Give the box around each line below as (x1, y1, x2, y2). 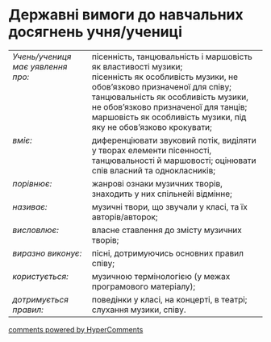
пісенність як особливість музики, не (91, 71, 238, 82)
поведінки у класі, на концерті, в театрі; (91, 294, 248, 305)
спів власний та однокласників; (91, 165, 216, 176)
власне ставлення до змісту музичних (91, 224, 242, 236)
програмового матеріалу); (91, 281, 196, 292)
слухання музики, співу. (91, 304, 186, 315)
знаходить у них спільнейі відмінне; (91, 188, 232, 199)
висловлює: (12, 224, 59, 236)
